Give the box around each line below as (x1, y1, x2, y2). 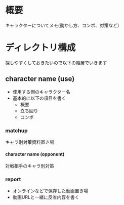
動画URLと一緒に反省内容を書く (12, 194, 79, 200)
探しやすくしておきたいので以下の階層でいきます (5, 59, 107, 66)
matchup (5, 127, 28, 134)
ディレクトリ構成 (5, 42, 76, 54)
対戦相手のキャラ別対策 (5, 163, 54, 169)
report (5, 176, 21, 183)
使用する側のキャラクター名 (12, 89, 71, 95)
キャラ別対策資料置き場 (5, 139, 54, 145)
